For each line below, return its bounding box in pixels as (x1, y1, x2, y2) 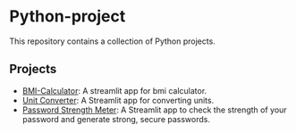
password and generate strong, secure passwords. (21, 113, 210, 124)
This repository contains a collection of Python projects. (9, 36, 216, 46)
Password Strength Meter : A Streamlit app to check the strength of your (21, 104, 288, 115)
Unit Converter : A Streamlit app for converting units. (21, 95, 215, 105)
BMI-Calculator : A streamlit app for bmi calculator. (21, 85, 207, 96)
